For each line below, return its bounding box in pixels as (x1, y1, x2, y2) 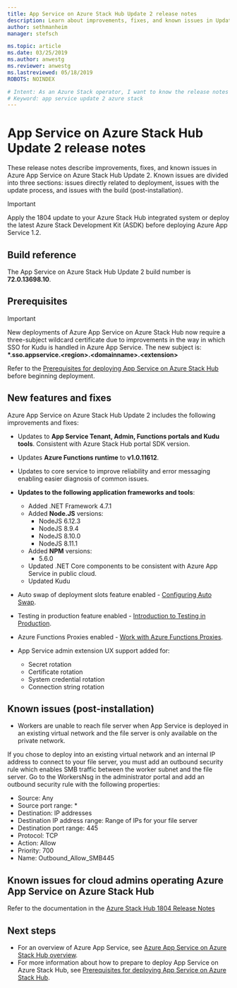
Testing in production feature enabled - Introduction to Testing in (17, 611, 206, 620)
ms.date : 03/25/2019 (7, 49, 68, 56)
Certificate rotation (28, 668, 83, 676)
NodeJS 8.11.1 (38, 539, 78, 548)
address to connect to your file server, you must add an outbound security (7, 758, 224, 766)
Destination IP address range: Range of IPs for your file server (17, 817, 198, 825)
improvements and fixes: (7, 418, 79, 427)
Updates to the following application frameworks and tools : (17, 488, 195, 496)
